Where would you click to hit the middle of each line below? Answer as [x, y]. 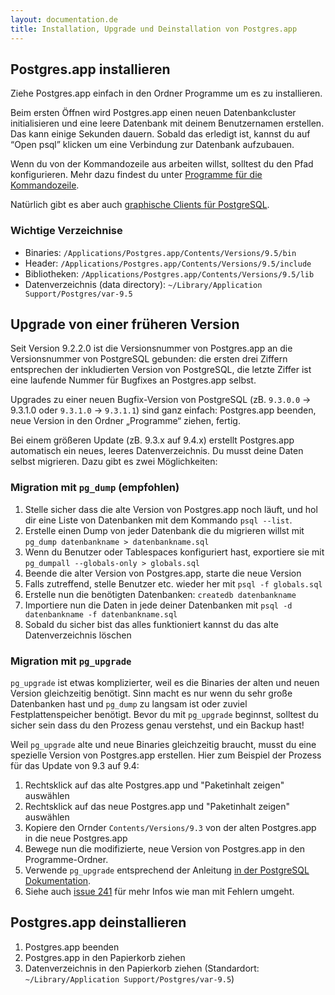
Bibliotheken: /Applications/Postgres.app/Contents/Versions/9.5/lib [169, 273]
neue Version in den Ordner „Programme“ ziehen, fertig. [125, 421]
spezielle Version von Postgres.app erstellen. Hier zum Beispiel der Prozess [166, 755]
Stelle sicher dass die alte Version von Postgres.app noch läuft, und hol [171, 509]
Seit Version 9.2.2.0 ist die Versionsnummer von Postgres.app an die [151, 348]
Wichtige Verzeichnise [66, 231]
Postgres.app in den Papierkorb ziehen [105, 957]
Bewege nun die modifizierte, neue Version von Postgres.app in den [164, 849]
